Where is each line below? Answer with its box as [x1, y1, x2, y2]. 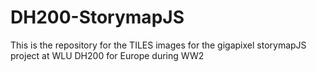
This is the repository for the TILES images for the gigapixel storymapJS [10, 39, 307, 51]
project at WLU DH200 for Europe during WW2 [10, 49, 205, 61]
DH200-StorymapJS [10, 6, 185, 29]
